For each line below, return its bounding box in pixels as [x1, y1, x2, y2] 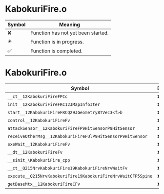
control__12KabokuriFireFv [7, 118, 70, 123]
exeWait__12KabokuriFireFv [7, 141, 70, 147]
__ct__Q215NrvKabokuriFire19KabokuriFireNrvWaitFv [7, 165, 128, 171]
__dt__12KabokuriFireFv [7, 149, 63, 155]
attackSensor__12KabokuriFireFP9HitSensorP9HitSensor [7, 125, 135, 131]
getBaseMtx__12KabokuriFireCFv [7, 181, 81, 187]
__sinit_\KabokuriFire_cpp [7, 157, 70, 163]
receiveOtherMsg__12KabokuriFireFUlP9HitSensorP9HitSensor [7, 133, 148, 139]
